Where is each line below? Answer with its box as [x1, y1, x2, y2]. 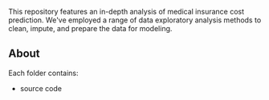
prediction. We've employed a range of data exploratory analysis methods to [8, 15, 262, 25]
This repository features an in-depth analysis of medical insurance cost [8, 7, 245, 16]
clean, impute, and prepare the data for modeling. [8, 24, 173, 33]
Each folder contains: [8, 68, 79, 78]
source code [19, 83, 63, 93]
